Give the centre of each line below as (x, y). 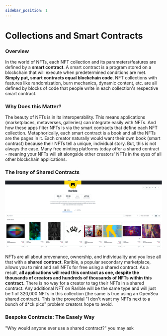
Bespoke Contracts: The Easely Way (50, 317)
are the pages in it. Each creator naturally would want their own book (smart (83, 138)
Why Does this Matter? (33, 107)
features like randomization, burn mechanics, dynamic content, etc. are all (81, 83)
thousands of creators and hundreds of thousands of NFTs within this (79, 278)
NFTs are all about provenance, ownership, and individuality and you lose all (83, 257)
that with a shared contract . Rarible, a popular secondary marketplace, (78, 262)
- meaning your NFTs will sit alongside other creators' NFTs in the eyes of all (83, 154)
